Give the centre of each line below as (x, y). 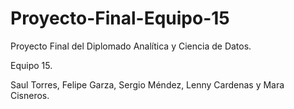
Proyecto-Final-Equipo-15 (120, 18)
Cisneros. (30, 95)
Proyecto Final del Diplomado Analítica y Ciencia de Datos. (131, 46)
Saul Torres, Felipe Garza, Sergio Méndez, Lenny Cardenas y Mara (147, 84)
